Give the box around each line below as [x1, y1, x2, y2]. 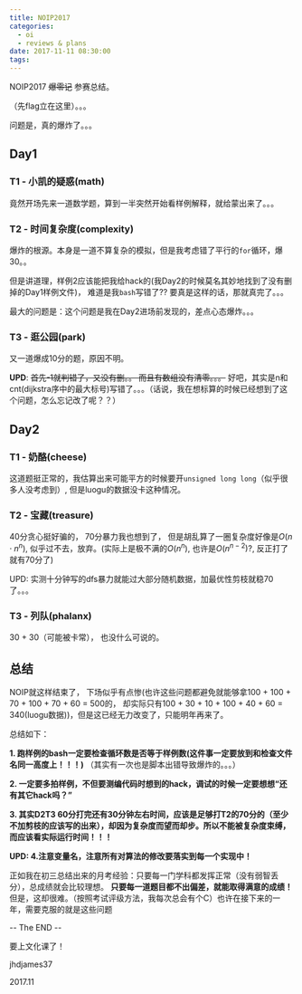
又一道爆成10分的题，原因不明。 [9, 353, 129, 364]
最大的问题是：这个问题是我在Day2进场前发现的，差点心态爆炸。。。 [9, 305, 260, 317]
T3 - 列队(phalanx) [9, 609, 92, 622]
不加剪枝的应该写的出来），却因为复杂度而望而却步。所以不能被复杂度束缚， [9, 820, 291, 831]
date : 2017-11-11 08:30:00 [9, 47, 111, 56]
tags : [9, 55, 30, 64]
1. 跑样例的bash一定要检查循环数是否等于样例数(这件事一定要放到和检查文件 [9, 748, 293, 759]
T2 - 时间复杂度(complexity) [9, 223, 134, 235]
